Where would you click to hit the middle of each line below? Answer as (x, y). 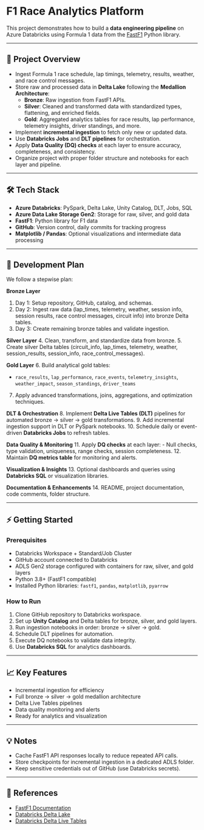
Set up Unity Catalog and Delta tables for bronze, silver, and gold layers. (106, 621)
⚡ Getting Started (39, 520)
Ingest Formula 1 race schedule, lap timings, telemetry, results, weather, (105, 74)
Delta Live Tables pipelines (49, 703)
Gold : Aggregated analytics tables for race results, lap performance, (110, 119)
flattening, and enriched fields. (63, 112)
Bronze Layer (23, 291)
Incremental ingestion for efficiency (59, 690)
